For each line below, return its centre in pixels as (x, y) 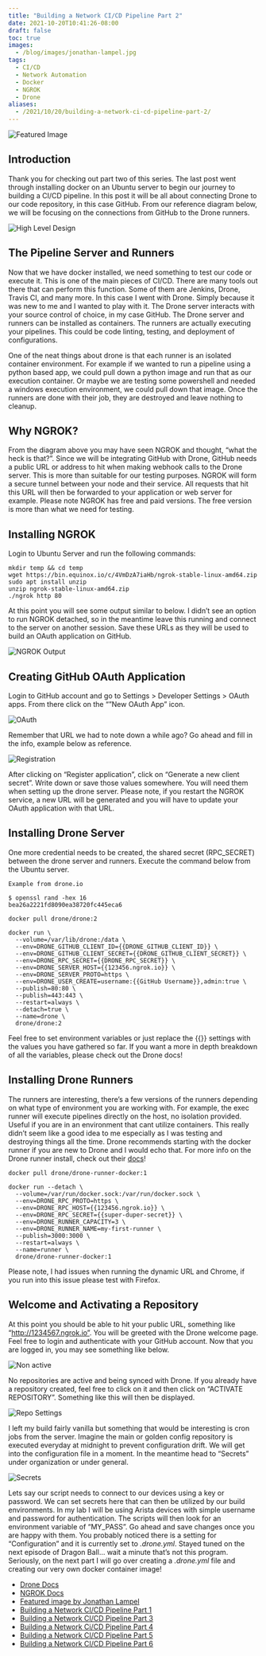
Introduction (40, 160)
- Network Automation (51, 75)
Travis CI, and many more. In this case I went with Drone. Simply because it (131, 297)
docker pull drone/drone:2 (53, 919)
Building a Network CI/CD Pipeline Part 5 (86, 1635)
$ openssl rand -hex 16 (48, 898)
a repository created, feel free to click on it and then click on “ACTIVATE (126, 1388)
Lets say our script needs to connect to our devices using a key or (116, 1493)
